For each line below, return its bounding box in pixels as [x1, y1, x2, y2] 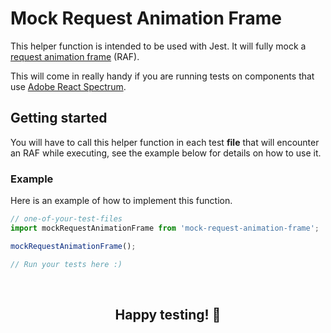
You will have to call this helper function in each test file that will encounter [10, 136, 320, 148]
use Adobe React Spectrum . [10, 80, 127, 92]
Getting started [10, 110, 108, 127]
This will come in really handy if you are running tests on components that [10, 70, 315, 82]
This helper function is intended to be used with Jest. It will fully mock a [10, 40, 307, 52]
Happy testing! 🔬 [114, 306, 222, 323]
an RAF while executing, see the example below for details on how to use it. [10, 147, 322, 159]
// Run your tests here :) [10, 259, 123, 269]
